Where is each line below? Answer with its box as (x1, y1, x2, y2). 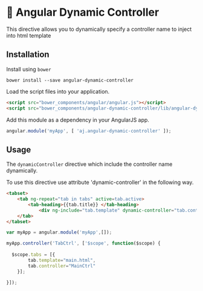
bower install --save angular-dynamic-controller (6, 77, 134, 83)
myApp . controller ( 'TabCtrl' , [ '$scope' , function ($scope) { (6, 240, 161, 247)
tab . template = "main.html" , (28, 257, 96, 263)
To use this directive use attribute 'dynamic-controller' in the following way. (6, 178, 194, 186)
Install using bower (6, 65, 51, 73)
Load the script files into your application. (6, 88, 110, 95)
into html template (6, 31, 51, 39)
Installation (6, 50, 50, 60)
